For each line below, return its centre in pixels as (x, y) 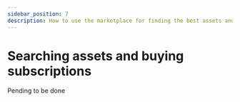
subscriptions (49, 71)
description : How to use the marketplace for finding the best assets (115, 21)
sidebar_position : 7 (38, 14)
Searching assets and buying (96, 56)
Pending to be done (36, 91)
